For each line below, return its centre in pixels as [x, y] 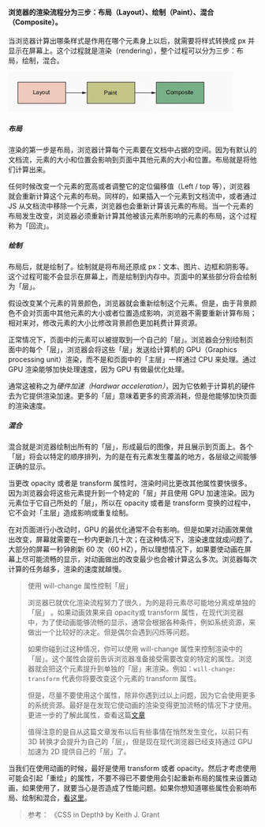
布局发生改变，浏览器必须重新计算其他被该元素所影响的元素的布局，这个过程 [132, 216]
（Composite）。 [35, 22]
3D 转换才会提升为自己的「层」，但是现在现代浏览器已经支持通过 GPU [140, 742]
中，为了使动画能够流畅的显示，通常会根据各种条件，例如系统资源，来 [142, 623]
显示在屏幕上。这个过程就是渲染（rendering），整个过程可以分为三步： [122, 51]
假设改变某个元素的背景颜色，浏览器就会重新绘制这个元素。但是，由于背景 [129, 303]
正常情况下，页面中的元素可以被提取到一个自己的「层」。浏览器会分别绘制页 [131, 340]
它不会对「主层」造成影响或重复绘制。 [70, 513]
